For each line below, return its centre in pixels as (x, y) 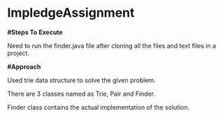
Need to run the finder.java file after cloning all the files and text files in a (112, 45)
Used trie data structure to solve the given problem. (81, 80)
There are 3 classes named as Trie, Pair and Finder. (81, 94)
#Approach (24, 66)
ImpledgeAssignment (71, 13)
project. (19, 53)
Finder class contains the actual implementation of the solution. (99, 107)
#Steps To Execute (35, 32)
